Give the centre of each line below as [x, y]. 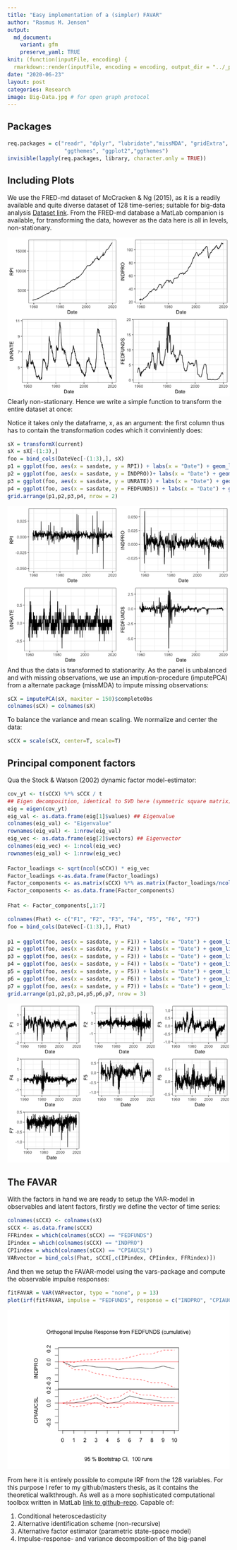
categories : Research [39, 89]
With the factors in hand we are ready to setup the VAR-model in [101, 1199]
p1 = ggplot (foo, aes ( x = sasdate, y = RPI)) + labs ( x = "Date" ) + [109, 466]
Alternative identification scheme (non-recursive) [89, 1524]
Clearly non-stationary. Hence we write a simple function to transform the [115, 401]
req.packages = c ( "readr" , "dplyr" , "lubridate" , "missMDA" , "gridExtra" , [118, 144]
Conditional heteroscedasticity [62, 1516]
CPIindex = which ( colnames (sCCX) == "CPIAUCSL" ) [80, 1250]
